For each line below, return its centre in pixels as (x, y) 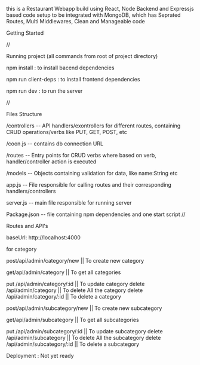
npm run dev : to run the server (44, 91)
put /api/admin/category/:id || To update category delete (76, 284)
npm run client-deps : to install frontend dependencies (73, 79)
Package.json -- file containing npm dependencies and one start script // (96, 214)
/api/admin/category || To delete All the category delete (75, 290)
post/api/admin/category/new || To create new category (75, 261)
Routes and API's (27, 226)
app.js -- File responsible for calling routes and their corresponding (89, 185)
